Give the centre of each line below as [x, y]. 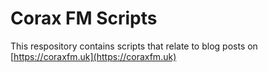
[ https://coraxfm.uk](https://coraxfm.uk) [93, 56]
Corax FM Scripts [84, 18]
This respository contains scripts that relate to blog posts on [134, 46]
